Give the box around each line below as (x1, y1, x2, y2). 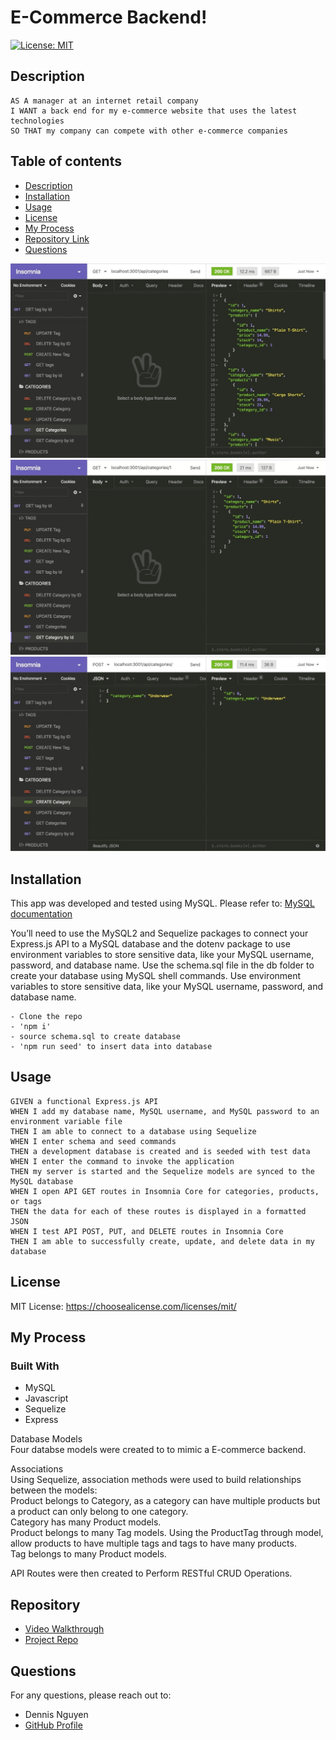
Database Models (10, 1433, 83, 1445)
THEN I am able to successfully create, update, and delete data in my (10, 1236, 315, 1246)
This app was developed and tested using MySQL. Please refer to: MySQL (10, 897, 315, 910)
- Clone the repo (10, 1012, 83, 1022)
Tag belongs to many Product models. (10, 1548, 167, 1560)
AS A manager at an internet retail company (10, 96, 199, 106)
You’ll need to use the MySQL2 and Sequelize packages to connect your (10, 927, 309, 940)
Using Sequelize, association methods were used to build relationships (10, 1474, 302, 1486)
